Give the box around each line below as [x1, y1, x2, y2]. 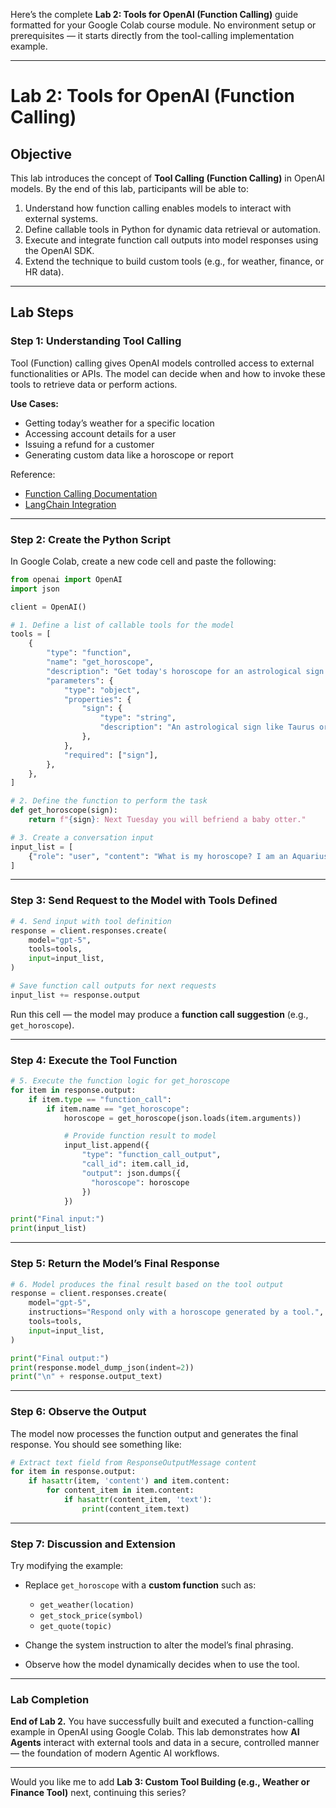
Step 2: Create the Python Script [10, 532, 172, 546]
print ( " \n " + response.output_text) [10, 1372, 163, 1382]
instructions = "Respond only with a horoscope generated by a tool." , [28, 1307, 325, 1318]
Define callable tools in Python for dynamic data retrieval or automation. [24, 224, 322, 235]
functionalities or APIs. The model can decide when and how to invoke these [10, 367, 326, 379]
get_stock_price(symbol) [39, 1611, 144, 1621]
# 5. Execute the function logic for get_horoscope [10, 1076, 230, 1086]
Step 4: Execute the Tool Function [10, 1053, 178, 1067]
